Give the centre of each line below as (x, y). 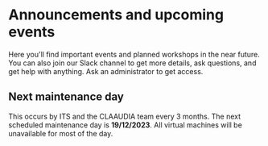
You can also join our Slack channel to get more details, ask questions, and (132, 63)
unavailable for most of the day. (61, 133)
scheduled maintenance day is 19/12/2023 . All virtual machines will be (126, 125)
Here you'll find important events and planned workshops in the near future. (134, 54)
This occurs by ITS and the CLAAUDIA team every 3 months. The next (125, 116)
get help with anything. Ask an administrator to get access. (106, 71)
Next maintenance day (66, 97)
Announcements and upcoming (116, 15)
